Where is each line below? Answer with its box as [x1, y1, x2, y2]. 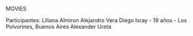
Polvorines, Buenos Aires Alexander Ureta [6, 23, 112, 30]
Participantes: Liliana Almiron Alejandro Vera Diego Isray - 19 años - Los [6, 17, 187, 23]
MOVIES [6, 5, 27, 12]
